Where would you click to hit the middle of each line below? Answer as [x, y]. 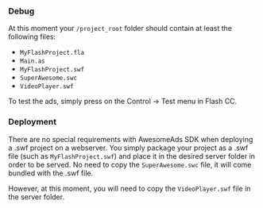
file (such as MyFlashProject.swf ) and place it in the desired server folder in [132, 156]
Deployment [33, 122]
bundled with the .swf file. [51, 173]
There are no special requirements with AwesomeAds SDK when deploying [131, 139]
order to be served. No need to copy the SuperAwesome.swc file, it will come [130, 164]
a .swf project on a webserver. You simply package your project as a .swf [128, 148]
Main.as [32, 61]
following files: [32, 37]
